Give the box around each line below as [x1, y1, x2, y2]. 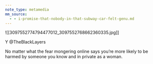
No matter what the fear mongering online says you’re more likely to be [5, 48, 148, 54]
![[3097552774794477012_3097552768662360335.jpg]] [5, 30, 119, 36]
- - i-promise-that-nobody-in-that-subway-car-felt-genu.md [9, 16, 134, 21]
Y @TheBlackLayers [5, 39, 46, 45]
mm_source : [5, 12, 27, 17]
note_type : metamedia [5, 7, 49, 12]
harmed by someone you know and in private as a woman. [5, 54, 123, 60]
